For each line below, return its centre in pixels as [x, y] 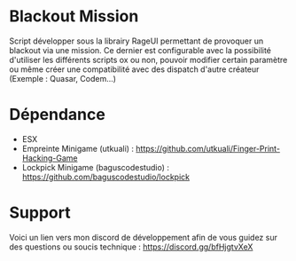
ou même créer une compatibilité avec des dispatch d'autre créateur [134, 69]
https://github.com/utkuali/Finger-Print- [208, 148]
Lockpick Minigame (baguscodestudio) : [96, 167]
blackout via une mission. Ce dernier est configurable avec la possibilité [140, 50]
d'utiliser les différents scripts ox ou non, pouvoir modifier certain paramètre [148, 59]
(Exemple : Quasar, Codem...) [63, 78]
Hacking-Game [50, 158]
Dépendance [58, 115]
